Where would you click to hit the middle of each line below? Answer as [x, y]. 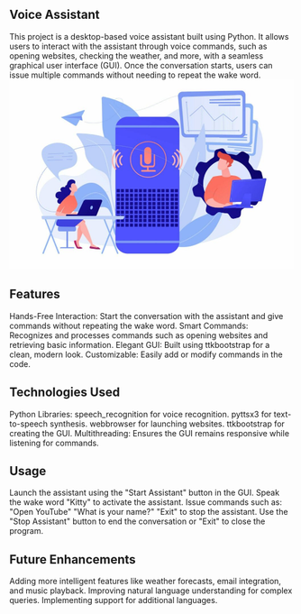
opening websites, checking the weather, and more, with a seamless [137, 55]
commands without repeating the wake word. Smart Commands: [129, 325]
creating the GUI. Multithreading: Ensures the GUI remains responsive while [150, 433]
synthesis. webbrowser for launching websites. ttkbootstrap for [167, 424]
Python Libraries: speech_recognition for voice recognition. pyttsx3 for [141, 414]
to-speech [28, 424]
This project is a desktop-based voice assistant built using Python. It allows [149, 36]
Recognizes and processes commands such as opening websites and [139, 335]
